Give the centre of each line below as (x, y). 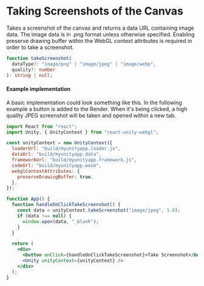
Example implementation (39, 89)
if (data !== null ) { (44, 216)
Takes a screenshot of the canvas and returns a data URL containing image (100, 28)
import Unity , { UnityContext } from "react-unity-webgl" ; (83, 132)
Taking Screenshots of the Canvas (95, 11)
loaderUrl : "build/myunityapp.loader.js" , (66, 149)
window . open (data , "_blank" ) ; (60, 221)
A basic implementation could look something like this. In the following (94, 102)
